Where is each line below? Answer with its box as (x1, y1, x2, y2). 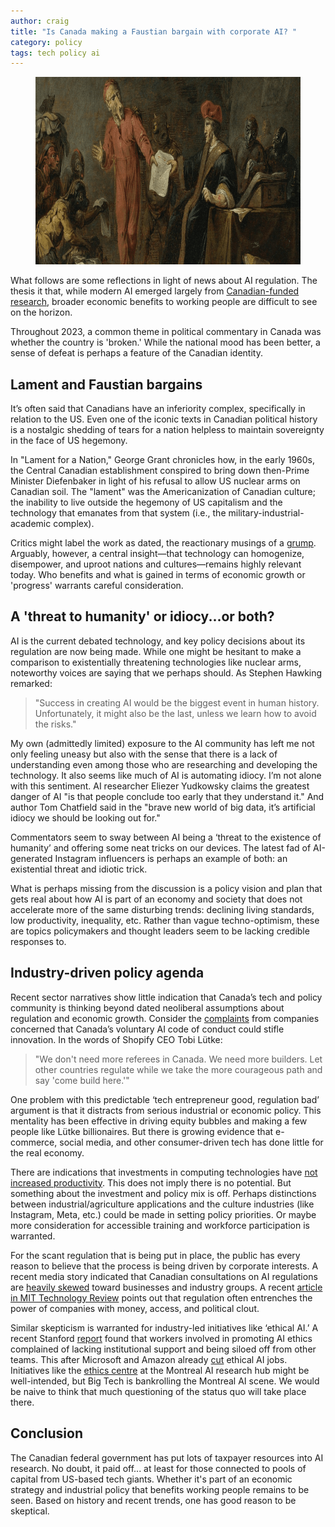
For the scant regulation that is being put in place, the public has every (10, 1249, 301, 1261)
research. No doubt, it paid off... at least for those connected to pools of (10, 1462, 307, 1474)
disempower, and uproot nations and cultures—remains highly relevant (10, 558, 302, 570)
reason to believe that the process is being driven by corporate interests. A (10, 1260, 319, 1272)
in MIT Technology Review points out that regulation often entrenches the (10, 1291, 313, 1304)
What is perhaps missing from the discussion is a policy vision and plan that (10, 882, 323, 894)
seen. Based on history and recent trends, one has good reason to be (10, 1494, 297, 1506)
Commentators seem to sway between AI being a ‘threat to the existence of (10, 831, 322, 843)
